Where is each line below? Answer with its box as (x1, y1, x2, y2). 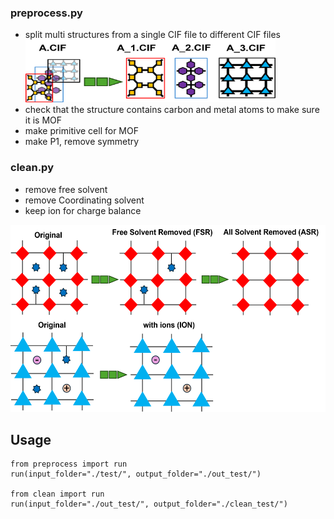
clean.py (10, 161, 54, 175)
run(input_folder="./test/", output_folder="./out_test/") (10, 469, 262, 480)
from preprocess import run (10, 459, 128, 470)
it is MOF (24, 114, 63, 126)
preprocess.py (10, 6, 83, 20)
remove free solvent (24, 183, 108, 195)
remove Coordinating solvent (24, 194, 145, 206)
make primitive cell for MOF (24, 125, 139, 137)
